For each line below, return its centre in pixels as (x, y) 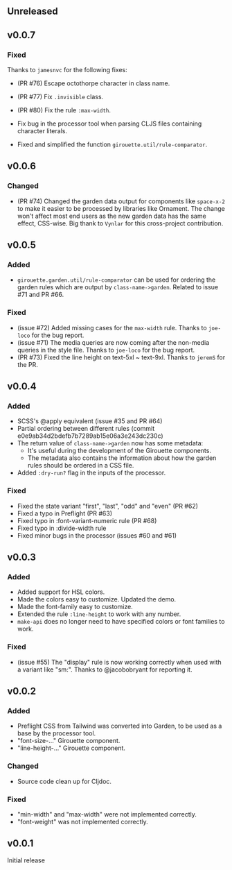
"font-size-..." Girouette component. (69, 741)
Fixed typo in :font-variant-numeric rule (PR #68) (87, 520)
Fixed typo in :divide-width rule (62, 528)
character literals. (42, 131)
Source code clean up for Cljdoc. (64, 781)
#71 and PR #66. (41, 295)
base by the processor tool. (56, 733)
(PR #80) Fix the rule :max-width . (64, 110)
